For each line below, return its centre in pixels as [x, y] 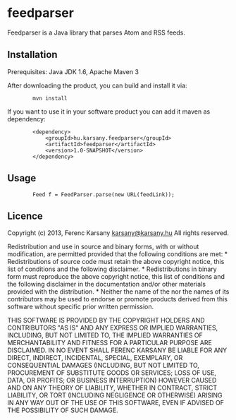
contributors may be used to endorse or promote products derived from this [117, 299]
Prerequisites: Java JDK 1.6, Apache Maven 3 [73, 71]
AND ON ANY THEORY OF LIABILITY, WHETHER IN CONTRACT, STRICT [112, 388]
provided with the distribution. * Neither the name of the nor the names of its [118, 292]
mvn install [50, 98]
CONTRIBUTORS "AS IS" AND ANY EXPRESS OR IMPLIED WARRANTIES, [113, 328]
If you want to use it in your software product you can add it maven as [109, 112]
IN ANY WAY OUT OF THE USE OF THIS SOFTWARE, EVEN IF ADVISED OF [116, 403]
